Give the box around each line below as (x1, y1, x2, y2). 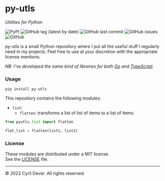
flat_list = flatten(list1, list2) (5, 129, 78, 133)
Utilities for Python (5, 19, 43, 25)
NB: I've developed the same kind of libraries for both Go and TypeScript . (5, 63, 154, 69)
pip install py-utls (5, 87, 48, 92)
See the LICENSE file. (5, 156, 49, 162)
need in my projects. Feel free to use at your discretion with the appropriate (5, 49, 158, 54)
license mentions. (5, 53, 41, 59)
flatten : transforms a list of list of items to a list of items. (19, 110, 135, 116)
